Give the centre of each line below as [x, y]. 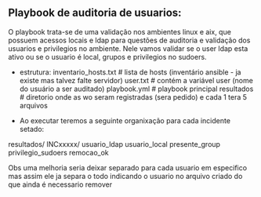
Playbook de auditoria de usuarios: [95, 13]
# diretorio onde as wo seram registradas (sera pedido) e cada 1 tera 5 [133, 97]
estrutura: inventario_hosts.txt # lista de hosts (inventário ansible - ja [130, 72]
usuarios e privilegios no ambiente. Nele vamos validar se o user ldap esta [128, 48]
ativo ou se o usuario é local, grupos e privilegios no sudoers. [107, 57]
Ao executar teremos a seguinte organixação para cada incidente [125, 120]
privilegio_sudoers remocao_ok [59, 152]
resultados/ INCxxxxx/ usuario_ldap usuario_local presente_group [114, 144]
